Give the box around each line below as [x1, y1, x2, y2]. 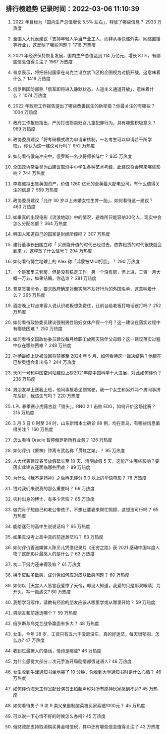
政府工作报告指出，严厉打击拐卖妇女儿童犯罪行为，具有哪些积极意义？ [12, 119, 157, 125]
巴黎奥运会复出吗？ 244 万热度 [12, 359, 76, 365]
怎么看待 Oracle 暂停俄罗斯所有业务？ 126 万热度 [12, 437, 112, 443]
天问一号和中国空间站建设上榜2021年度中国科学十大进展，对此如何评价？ [12, 370, 162, 376]
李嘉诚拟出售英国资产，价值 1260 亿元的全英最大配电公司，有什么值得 [12, 181, 156, 187]
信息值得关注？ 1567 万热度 [17, 59, 73, 65]
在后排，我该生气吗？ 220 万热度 [12, 393, 80, 399]
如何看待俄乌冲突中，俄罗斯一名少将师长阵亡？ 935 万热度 [12, 153, 132, 159]
